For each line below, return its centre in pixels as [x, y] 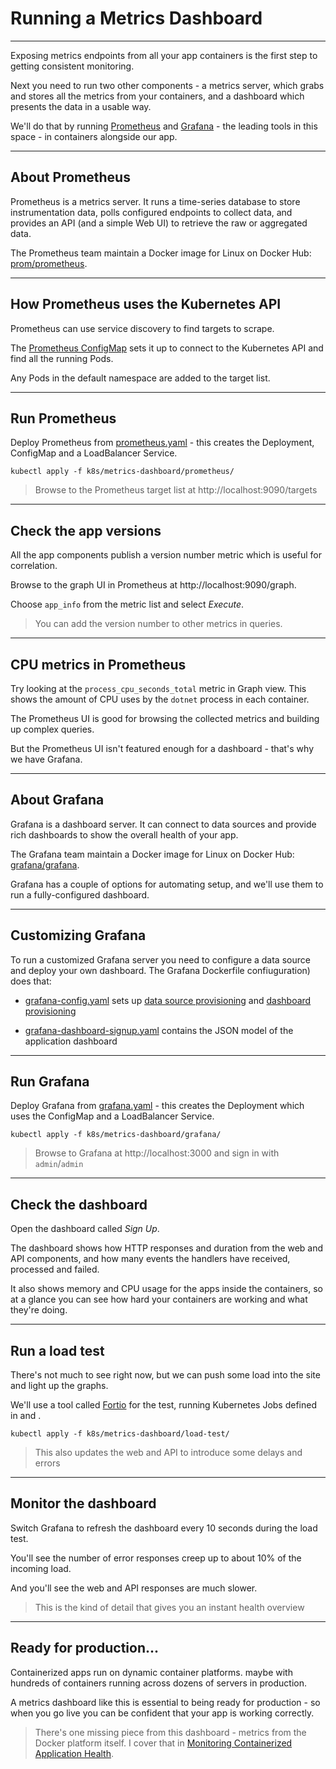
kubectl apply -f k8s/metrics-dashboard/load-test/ [120, 1434]
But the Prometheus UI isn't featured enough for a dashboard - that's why [162, 748]
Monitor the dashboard [83, 1503]
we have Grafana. [46, 759]
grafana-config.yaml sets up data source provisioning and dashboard [168, 1000]
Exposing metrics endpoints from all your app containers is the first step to [164, 55]
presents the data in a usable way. [81, 106]
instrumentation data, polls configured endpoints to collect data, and [151, 212]
